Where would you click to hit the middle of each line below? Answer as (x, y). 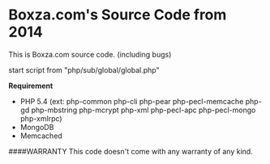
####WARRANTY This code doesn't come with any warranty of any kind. (131, 151)
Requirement (31, 86)
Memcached (41, 136)
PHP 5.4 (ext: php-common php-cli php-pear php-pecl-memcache (132, 101)
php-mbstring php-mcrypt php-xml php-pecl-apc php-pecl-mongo (144, 110)
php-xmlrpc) (41, 118)
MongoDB (37, 127)
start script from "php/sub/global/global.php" (84, 69)
